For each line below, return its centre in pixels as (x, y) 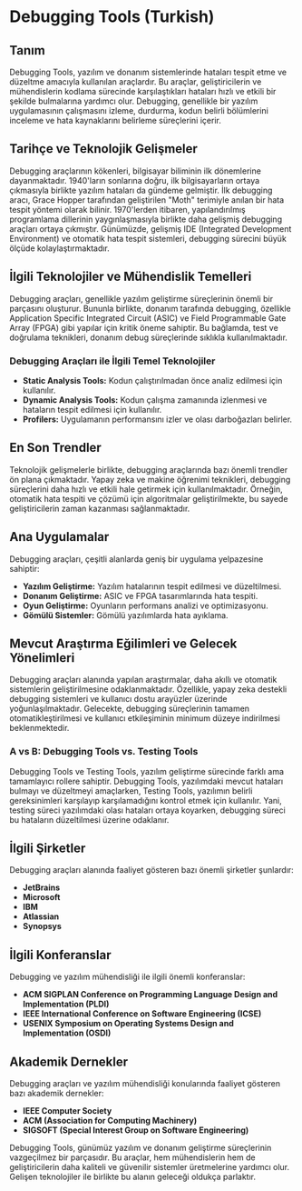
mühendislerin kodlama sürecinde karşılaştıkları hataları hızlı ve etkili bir (143, 91)
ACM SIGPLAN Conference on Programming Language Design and (150, 995)
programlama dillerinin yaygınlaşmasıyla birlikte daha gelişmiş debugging (146, 219)
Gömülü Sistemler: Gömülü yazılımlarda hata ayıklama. (125, 615)
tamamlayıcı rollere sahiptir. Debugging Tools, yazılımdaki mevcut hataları (146, 781)
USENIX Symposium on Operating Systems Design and (128, 1024)
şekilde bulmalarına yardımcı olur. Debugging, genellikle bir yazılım (134, 101)
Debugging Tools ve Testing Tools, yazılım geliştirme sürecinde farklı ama (146, 771)
